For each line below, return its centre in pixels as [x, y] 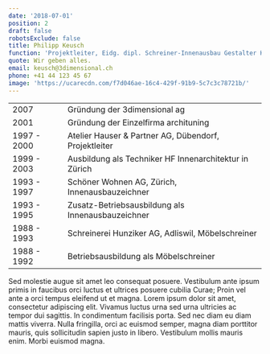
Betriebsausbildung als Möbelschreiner [141, 256]
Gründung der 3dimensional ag [126, 109]
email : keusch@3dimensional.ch [61, 68]
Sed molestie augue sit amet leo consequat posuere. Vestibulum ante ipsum [134, 281]
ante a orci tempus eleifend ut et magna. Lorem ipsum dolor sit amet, [123, 298]
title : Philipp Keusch [46, 46]
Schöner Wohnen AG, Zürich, [122, 182]
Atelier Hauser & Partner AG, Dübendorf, [143, 135]
